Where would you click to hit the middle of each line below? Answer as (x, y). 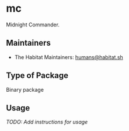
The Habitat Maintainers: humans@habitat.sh (69, 57)
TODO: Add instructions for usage (47, 122)
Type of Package (37, 76)
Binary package (25, 89)
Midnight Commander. (33, 25)
